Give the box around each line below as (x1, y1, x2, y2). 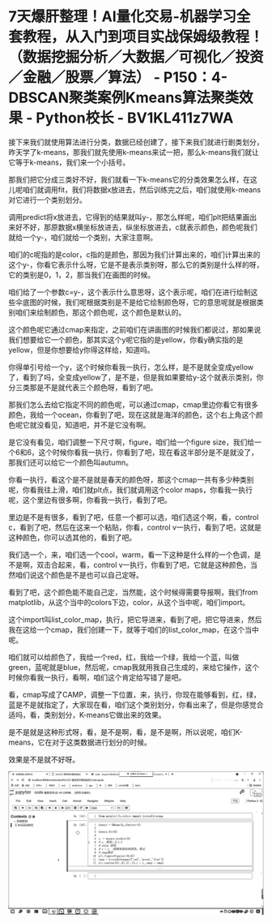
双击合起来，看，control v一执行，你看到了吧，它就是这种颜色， (36, 560, 251, 569)
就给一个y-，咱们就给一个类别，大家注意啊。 (8, 232, 158, 242)
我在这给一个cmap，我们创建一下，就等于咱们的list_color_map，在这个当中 (8, 625, 259, 634)
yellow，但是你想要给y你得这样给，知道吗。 (8, 345, 155, 354)
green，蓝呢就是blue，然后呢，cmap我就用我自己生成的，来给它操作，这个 (8, 662, 260, 672)
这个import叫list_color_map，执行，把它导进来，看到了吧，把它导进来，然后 (8, 614, 262, 625)
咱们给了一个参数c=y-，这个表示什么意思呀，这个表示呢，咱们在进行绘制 (8, 287, 251, 297)
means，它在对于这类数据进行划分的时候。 (8, 737, 152, 747)
